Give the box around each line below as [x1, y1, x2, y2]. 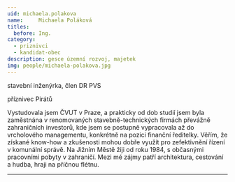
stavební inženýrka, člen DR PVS [7, 81, 101, 89]
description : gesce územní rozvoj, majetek [7, 56, 136, 63]
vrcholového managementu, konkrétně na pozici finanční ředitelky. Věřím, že [7, 130, 228, 139]
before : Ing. [13, 29, 52, 37]
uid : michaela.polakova [7, 10, 77, 17]
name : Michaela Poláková [7, 17, 92, 24]
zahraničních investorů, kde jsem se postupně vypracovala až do [7, 123, 194, 131]
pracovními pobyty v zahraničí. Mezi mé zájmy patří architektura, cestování [7, 153, 224, 161]
